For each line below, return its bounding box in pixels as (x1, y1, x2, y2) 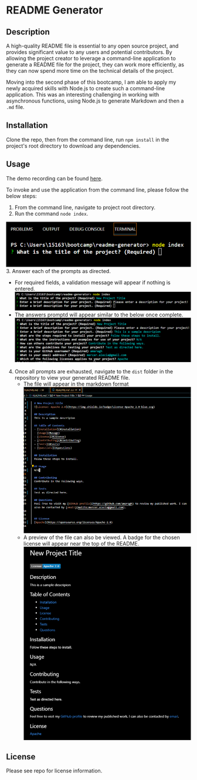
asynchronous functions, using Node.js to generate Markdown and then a (6, 97, 184, 104)
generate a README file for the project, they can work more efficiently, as (6, 61, 185, 68)
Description (6, 27, 50, 37)
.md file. (6, 104, 25, 110)
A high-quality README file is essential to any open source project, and (6, 42, 179, 49)
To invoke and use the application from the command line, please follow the (6, 186, 189, 193)
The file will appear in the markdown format (23, 380, 129, 387)
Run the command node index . (14, 210, 89, 217)
